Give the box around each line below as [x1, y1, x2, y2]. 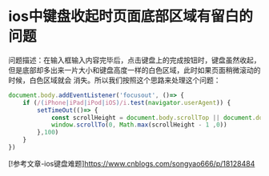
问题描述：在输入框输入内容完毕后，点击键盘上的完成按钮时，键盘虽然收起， [8, 55, 261, 65]
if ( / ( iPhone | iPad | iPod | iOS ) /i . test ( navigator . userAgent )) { [22, 98, 231, 106]
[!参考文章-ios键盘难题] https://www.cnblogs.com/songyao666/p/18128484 [8, 158, 255, 168]
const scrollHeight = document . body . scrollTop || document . [50, 114, 256, 122]
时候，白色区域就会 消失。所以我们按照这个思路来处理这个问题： [8, 75, 221, 85]
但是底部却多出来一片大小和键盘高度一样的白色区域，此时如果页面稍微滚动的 [8, 65, 261, 74]
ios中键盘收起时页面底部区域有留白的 [8, 7, 254, 26]
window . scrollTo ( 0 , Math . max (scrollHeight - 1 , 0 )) [50, 121, 227, 129]
